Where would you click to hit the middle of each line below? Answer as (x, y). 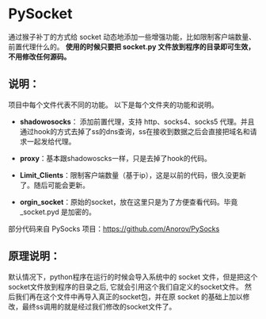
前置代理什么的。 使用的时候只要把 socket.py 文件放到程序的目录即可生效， (132, 46)
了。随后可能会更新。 (54, 185)
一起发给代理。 (51, 141)
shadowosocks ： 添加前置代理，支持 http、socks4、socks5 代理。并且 (137, 121)
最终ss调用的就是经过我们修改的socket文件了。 (99, 306)
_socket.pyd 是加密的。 (58, 212)
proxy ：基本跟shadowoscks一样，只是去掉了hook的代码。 (115, 158)
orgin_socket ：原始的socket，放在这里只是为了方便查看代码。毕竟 (129, 202)
